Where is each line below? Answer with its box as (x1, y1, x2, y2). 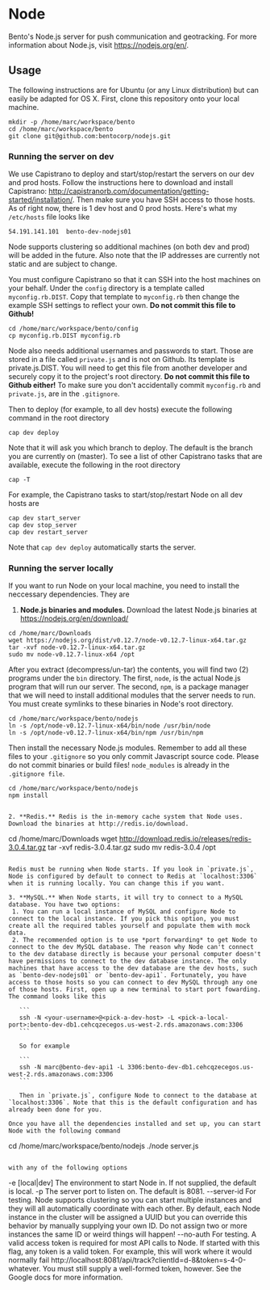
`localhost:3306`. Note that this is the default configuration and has (8, 1098, 258, 1107)
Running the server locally (8, 563, 114, 574)
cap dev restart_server (8, 529, 89, 537)
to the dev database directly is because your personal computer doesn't (8, 951, 262, 959)
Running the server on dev (8, 150, 114, 162)
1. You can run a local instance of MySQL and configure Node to (11, 908, 236, 916)
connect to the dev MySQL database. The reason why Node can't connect (8, 943, 254, 951)
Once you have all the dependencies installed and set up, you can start (8, 1120, 262, 1128)
